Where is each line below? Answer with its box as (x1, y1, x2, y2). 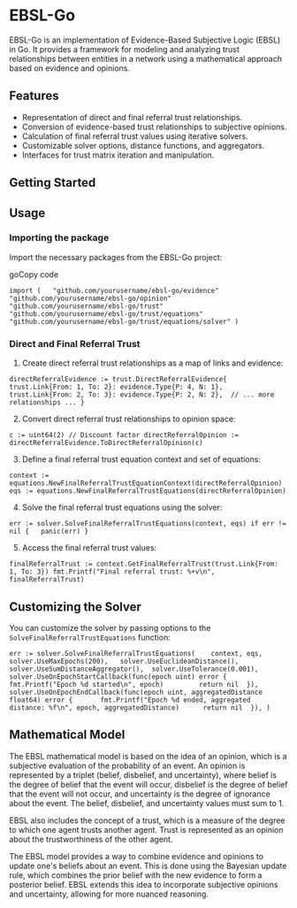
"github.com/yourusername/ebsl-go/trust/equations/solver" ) (9, 317, 240, 326)
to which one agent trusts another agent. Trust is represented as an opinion (9, 824, 285, 835)
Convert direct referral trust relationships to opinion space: (21, 413, 236, 425)
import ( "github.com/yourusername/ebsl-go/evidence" (9, 286, 219, 295)
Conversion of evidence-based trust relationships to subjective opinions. (21, 121, 287, 132)
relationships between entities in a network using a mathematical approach (9, 53, 283, 64)
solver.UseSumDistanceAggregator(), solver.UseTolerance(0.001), (9, 665, 259, 673)
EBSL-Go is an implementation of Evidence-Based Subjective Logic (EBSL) (9, 35, 281, 45)
